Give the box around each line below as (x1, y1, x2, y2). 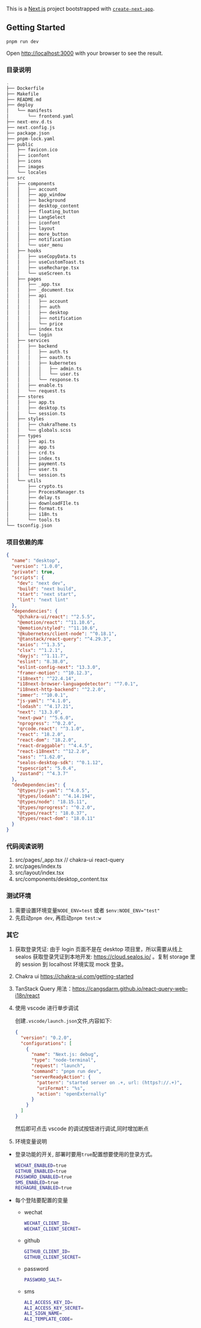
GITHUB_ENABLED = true (14, 1168, 67, 1174)
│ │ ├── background (6, 197, 66, 204)
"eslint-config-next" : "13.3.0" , (17, 664, 101, 670)
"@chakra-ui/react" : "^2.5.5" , (17, 613, 96, 620)
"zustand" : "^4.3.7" (17, 771, 69, 777)
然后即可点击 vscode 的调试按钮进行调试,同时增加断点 (14, 1125, 149, 1132)
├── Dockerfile (6, 85, 45, 91)
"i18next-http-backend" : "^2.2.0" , (17, 687, 107, 693)
